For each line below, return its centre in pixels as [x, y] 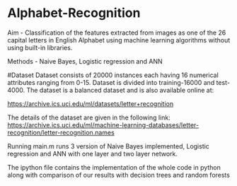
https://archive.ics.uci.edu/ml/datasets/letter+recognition [91, 103]
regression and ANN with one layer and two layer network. [93, 153]
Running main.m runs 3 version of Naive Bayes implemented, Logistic [109, 146]
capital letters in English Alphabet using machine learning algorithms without [119, 40]
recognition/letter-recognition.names [61, 132]
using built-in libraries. [40, 47]
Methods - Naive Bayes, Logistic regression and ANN [85, 61]
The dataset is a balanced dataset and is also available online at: [120, 90]
